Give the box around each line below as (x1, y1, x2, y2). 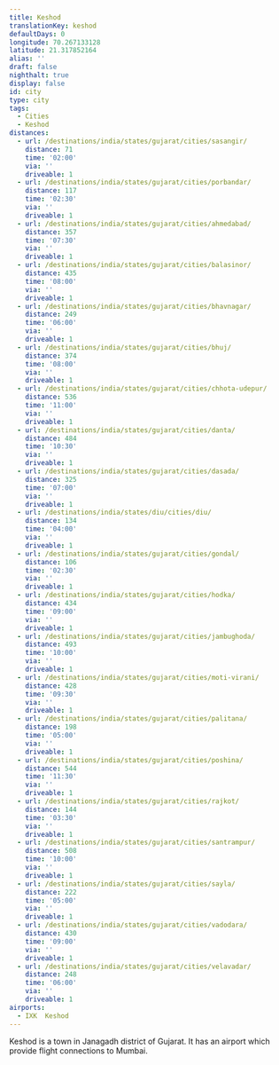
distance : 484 (25, 434, 77, 443)
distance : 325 (25, 475, 77, 484)
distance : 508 (25, 847, 77, 856)
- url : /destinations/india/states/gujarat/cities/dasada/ (17, 467, 240, 476)
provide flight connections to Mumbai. (9, 1045, 149, 1056)
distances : (9, 129, 50, 138)
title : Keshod (9, 12, 62, 22)
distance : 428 (25, 681, 77, 690)
